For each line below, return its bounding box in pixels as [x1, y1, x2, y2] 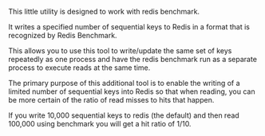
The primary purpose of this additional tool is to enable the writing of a [8, 79, 241, 87]
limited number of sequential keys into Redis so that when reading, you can [8, 87, 255, 96]
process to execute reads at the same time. [8, 63, 151, 72]
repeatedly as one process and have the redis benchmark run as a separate [8, 55, 258, 64]
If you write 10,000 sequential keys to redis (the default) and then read [8, 111, 239, 120]
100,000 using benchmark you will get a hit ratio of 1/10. [8, 119, 192, 128]
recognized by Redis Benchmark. [8, 31, 117, 40]
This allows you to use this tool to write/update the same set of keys [8, 46, 232, 55]
